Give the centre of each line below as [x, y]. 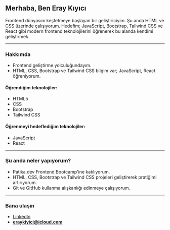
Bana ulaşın [20, 205]
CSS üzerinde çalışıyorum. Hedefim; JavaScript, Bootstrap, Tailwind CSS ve [84, 26]
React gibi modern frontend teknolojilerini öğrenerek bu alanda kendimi [79, 31]
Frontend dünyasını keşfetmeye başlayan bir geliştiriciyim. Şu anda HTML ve [85, 20]
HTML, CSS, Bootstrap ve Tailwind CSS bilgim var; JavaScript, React [84, 71]
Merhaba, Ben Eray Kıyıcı [46, 8]
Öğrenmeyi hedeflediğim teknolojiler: [45, 126]
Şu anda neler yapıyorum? [38, 161]
